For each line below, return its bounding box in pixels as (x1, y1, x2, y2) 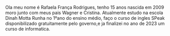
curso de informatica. (5, 26, 50, 32)
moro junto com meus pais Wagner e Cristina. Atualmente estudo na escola (5, 10, 163, 16)
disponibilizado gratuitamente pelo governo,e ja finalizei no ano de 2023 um (5, 20, 165, 26)
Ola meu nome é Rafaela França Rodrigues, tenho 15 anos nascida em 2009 (5, 5, 164, 10)
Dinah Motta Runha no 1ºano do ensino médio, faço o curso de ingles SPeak (5, 15, 165, 21)
